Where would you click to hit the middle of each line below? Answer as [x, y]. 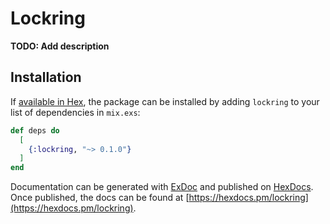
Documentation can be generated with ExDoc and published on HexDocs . [162, 187]
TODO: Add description [60, 46]
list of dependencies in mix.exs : [75, 112]
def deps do [35, 130]
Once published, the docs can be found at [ [100, 198]
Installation [46, 77]
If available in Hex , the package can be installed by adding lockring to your [165, 101]
